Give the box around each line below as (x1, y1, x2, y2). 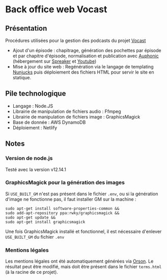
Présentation (5, 24, 47, 33)
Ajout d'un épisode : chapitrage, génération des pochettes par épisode (12, 48, 161, 53)
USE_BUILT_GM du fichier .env (5, 234, 65, 240)
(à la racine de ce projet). (5, 269, 59, 275)
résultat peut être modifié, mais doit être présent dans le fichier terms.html (5, 264, 162, 270)
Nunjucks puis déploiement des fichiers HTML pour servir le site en (12, 69, 154, 75)
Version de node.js (5, 155, 53, 162)
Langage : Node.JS (12, 103, 53, 109)
